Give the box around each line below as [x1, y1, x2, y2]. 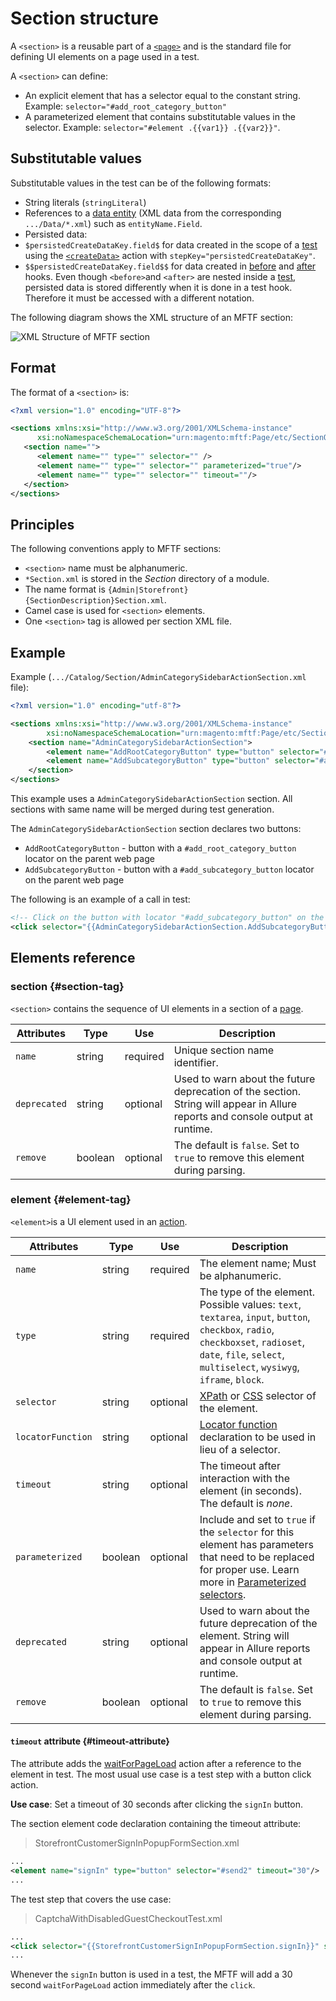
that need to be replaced [199, 1550, 315, 1564]
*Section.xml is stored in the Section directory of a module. [24, 573, 270, 585]
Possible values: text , [199, 1297, 302, 1311]
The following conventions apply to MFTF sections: [10, 543, 222, 555]
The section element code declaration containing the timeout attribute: [10, 1818, 302, 1829]
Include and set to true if [199, 1512, 316, 1526]
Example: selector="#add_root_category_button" [24, 100, 227, 112]
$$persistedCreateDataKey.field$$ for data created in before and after [24, 260, 317, 272]
